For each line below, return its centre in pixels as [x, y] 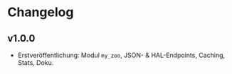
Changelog [41, 12]
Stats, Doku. [36, 63]
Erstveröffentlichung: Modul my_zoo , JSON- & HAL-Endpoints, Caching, [121, 55]
